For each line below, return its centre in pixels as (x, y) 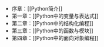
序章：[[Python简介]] (37, 9)
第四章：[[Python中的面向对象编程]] (55, 38)
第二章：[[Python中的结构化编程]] (52, 23)
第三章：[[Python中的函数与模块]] (52, 31)
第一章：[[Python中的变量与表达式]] (55, 16)
